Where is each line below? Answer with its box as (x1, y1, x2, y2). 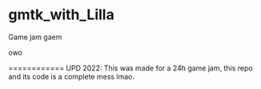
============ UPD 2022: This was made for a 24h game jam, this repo (8, 63, 254, 73)
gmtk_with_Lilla (8, 6, 114, 24)
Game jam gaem (8, 32, 62, 42)
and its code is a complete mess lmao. (8, 71, 135, 81)
